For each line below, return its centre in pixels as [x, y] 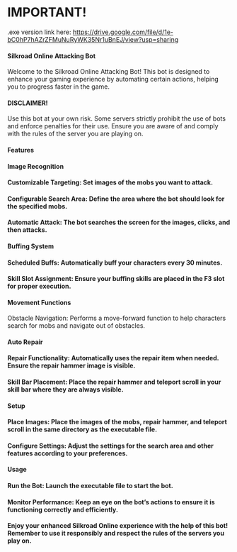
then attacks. [27, 230]
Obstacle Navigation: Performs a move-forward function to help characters [117, 318]
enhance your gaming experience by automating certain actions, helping [113, 79]
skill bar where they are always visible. [65, 390]
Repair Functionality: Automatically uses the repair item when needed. [113, 358]
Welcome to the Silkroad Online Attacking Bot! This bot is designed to [109, 72]
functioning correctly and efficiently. [63, 509]
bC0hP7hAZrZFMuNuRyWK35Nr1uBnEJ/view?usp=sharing [93, 39]
